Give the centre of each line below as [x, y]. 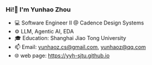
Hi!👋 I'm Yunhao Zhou [38, 10]
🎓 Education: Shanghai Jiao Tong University [70, 38]
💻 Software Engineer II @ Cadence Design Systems [79, 23]
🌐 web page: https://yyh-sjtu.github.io [62, 55]
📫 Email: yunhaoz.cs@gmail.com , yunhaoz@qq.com [80, 47]
